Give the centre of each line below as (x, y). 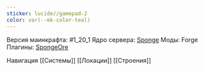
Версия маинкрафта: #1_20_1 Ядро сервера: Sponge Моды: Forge (102, 39)
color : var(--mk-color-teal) (48, 20)
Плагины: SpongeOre (37, 47)
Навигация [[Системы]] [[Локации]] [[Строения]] (79, 60)
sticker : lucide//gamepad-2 (47, 13)
